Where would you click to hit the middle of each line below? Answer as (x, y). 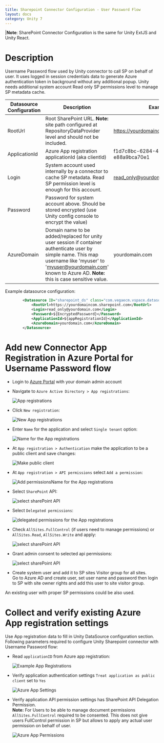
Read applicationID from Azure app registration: (61, 656)
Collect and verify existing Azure (73, 612)
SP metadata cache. (25, 92)
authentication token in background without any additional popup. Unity (77, 82)
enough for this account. (73, 190)
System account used (70, 165)
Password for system (70, 198)
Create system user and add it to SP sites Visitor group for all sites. (79, 573)
